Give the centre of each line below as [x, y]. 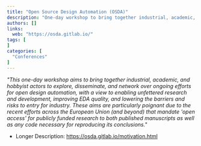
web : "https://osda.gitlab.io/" [53, 34]
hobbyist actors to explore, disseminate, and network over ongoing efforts [99, 86]
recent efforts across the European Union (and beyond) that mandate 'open [101, 112]
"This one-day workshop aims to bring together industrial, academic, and [98, 80]
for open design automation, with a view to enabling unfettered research [97, 92]
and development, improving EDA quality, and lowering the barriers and [96, 99]
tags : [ [17, 40]
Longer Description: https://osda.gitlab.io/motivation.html [87, 136]
